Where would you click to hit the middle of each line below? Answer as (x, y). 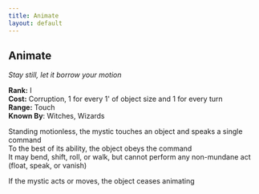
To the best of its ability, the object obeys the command (100, 148)
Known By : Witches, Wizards (57, 116)
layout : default (35, 23)
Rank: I (20, 91)
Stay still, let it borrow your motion (65, 75)
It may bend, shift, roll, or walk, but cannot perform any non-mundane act (129, 157)
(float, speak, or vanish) (48, 166)
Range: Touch (32, 107)
